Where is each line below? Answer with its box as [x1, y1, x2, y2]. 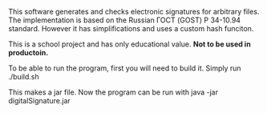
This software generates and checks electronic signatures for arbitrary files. [8, 7, 260, 16]
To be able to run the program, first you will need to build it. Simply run [8, 63, 242, 73]
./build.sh [8, 72, 39, 81]
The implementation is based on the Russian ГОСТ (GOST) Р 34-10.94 [8, 15, 241, 25]
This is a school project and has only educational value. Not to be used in [8, 39, 251, 49]
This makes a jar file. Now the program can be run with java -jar [8, 87, 219, 97]
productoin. [8, 48, 49, 57]
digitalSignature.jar [8, 96, 71, 105]
